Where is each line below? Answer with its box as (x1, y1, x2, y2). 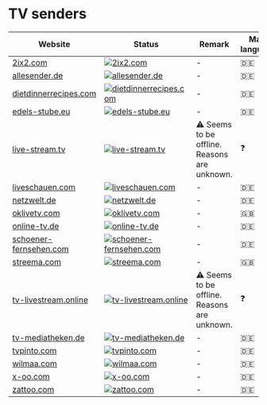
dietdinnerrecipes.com (12, 88, 97, 99)
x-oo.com (12, 371, 50, 382)
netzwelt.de (12, 195, 56, 206)
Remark (199, 38, 230, 49)
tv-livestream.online (12, 294, 89, 305)
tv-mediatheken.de (12, 332, 85, 343)
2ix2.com (12, 57, 48, 68)
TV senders (8, 5, 87, 23)
